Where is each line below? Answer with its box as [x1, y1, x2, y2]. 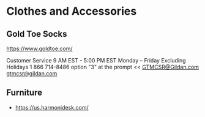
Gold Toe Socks [6, 29, 67, 39]
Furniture [6, 88, 43, 98]
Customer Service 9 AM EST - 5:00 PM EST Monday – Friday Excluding [6, 57, 186, 64]
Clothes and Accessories [6, 4, 137, 18]
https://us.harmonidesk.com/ [15, 104, 89, 111]
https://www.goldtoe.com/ [6, 45, 73, 52]
